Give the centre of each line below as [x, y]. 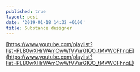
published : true [26, 11]
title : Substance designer [39, 28]
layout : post [22, 17]
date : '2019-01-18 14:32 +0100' [46, 22]
